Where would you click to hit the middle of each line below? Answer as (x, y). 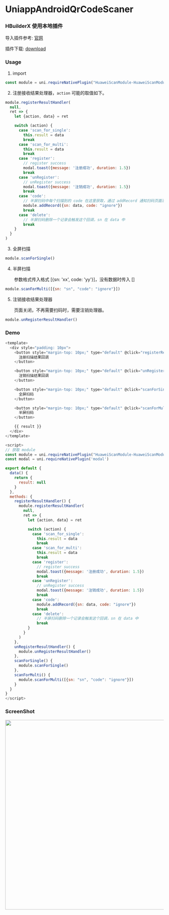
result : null (32, 482)
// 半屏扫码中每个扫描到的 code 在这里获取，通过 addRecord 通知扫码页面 (93, 201)
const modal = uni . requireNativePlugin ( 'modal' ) (57, 459)
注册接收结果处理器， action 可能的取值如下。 (60, 93)
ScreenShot (20, 712)
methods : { (21, 497)
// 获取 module (20, 450)
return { (23, 478)
